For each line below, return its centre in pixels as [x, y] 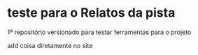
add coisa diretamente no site [50, 45]
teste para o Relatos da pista [91, 13]
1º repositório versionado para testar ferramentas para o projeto [99, 32]
